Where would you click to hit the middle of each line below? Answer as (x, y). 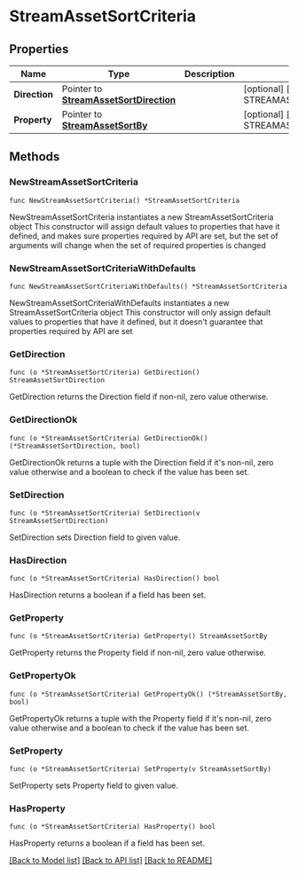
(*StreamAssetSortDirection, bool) (75, 446)
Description (210, 74)
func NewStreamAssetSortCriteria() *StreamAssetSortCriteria (125, 200)
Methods (35, 157)
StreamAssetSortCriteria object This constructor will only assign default (140, 312)
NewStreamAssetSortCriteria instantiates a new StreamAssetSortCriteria (141, 217)
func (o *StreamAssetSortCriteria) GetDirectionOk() (109, 438)
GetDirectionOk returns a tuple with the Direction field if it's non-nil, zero (141, 462)
